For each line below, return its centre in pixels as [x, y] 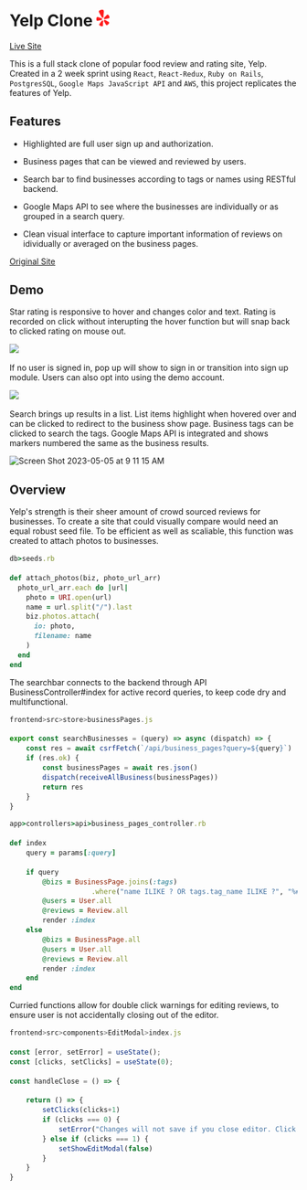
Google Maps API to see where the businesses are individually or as [150, 207]
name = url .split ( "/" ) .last [79, 607]
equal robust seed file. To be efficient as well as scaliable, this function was [152, 531]
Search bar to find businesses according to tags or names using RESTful [159, 179]
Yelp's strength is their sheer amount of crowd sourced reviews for [135, 512]
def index [28, 844]
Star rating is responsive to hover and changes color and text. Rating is [143, 312]
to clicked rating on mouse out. [68, 331]
